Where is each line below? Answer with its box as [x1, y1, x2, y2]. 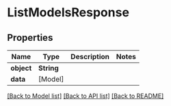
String [38, 63, 60, 73]
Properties [7, 32, 53, 43]
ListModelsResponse [7, 5, 130, 20]
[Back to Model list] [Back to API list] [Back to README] [7, 92, 164, 100]
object [10, 63, 32, 73]
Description [70, 52, 110, 61]
